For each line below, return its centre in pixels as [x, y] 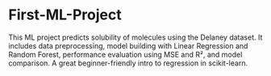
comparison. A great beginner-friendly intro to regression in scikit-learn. [128, 63]
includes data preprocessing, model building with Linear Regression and [128, 45]
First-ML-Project [65, 15]
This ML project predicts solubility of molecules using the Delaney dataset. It [135, 37]
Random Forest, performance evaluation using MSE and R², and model [125, 54]
